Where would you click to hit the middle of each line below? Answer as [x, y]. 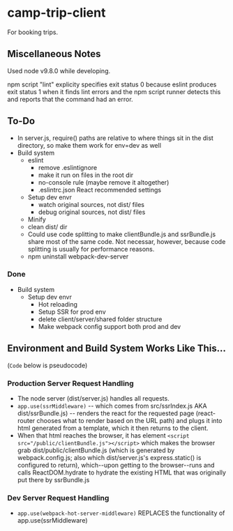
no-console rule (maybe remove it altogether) [104, 182]
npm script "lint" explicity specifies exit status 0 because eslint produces [112, 84]
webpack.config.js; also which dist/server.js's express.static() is [109, 457]
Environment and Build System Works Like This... [117, 349]
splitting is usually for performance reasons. [91, 249]
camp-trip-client [57, 13]
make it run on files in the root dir [86, 175]
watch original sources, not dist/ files [91, 204]
